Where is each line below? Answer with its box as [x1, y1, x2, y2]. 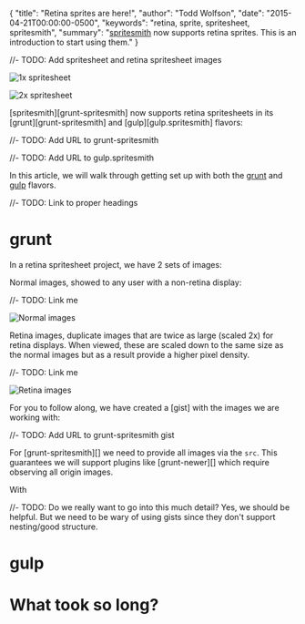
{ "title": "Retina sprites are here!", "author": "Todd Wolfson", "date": [9, 8, 265, 18]
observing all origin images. [9, 466, 114, 477]
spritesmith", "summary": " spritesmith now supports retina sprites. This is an [9, 27, 297, 37]
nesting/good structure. [9, 521, 98, 532]
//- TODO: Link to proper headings [9, 198, 138, 208]
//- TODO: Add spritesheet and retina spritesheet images [9, 55, 222, 65]
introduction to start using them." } [9, 36, 139, 47]
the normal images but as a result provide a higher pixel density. [9, 349, 250, 360]
